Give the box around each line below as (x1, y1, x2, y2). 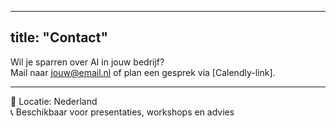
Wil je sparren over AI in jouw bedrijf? (10, 56, 165, 68)
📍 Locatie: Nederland (10, 95, 98, 107)
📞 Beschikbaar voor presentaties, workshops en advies (10, 106, 235, 118)
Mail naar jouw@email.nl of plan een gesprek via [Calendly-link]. (10, 66, 276, 78)
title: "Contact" (10, 29, 109, 46)
